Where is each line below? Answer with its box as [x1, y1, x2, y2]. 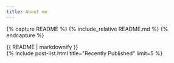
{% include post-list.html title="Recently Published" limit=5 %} [6, 49, 163, 57]
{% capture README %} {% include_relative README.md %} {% [6, 25, 169, 32]
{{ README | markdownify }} [6, 43, 78, 50]
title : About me [6, 8, 47, 15]
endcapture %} [6, 31, 44, 39]
